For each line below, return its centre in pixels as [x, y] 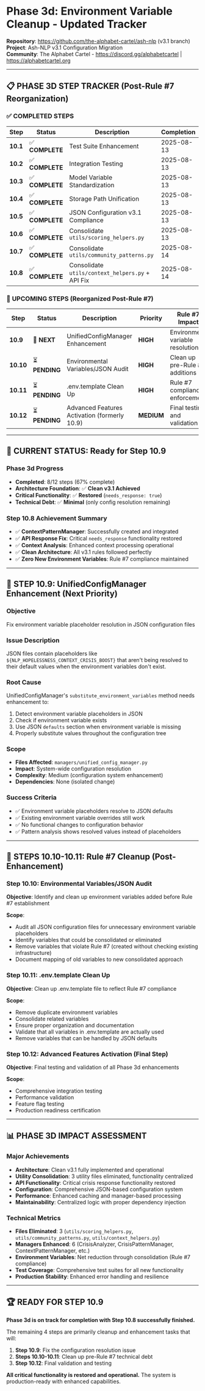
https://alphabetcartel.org [39, 60]
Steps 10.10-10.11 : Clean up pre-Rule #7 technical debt [84, 1356]
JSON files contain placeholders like [52, 653]
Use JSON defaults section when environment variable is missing [98, 727]
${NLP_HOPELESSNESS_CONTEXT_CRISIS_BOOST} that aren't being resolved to [97, 660]
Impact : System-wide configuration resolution [73, 769]
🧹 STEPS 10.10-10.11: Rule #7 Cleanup [78, 857]
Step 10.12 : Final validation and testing [63, 1363]
